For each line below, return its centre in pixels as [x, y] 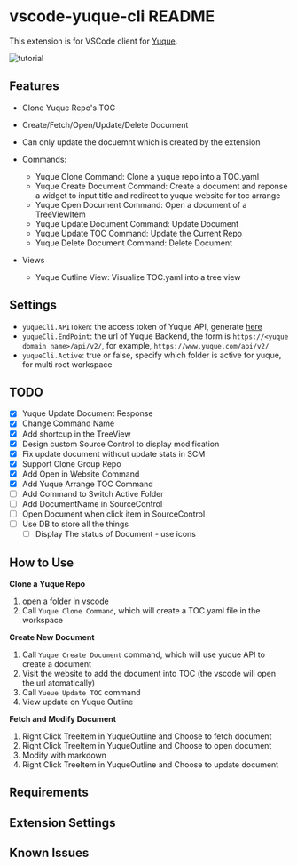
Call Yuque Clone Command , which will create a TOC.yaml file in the [141, 610]
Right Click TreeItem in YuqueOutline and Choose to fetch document [147, 736]
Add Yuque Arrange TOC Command [87, 484]
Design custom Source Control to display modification [121, 444]
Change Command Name [68, 423]
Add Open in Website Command [81, 474]
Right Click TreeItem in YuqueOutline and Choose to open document [147, 746]
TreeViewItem [60, 214]
